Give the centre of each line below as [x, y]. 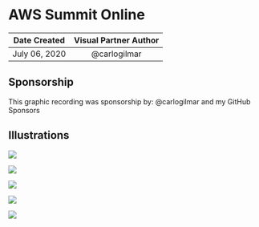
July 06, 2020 [39, 54]
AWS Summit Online [77, 15]
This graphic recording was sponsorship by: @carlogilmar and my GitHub [129, 101]
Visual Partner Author [116, 40]
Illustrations [39, 135]
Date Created [39, 40]
